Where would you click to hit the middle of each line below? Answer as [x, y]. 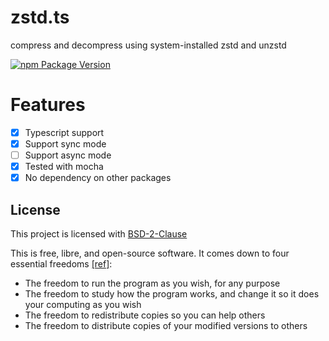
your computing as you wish [83, 304]
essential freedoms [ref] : [61, 264]
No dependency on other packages [98, 178]
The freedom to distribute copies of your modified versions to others [166, 325]
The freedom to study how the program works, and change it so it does [172, 294]
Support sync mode [65, 143]
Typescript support [64, 132]
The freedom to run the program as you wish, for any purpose [152, 283]
